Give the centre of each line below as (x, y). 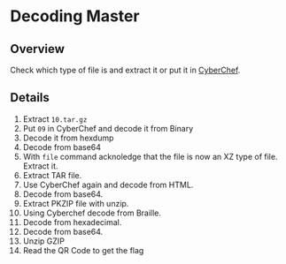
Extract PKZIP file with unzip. (76, 203)
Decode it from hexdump (68, 138)
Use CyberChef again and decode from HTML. (108, 185)
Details (30, 98)
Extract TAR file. (52, 175)
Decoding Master (75, 16)
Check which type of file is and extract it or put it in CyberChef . (125, 70)
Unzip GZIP (44, 241)
